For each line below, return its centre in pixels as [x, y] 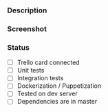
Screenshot [27, 28]
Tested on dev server [47, 94]
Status [18, 47]
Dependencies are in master [57, 102]
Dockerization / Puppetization [59, 86]
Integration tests [40, 78]
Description [27, 10]
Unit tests [31, 71]
